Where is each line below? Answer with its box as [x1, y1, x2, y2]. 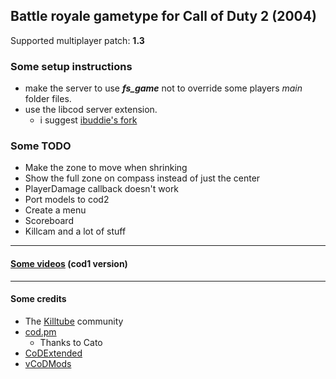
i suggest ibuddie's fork [39, 114, 138, 126]
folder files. [24, 93, 72, 105]
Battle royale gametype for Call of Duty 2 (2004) [10, 8, 317, 25]
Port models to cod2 [24, 194, 110, 206]
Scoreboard [24, 215, 74, 227]
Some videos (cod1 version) [10, 258, 128, 269]
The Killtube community [24, 315, 124, 327]
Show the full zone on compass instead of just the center [24, 172, 261, 184]
